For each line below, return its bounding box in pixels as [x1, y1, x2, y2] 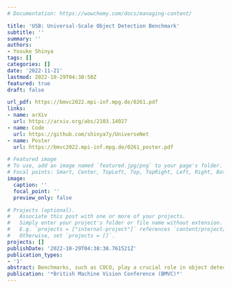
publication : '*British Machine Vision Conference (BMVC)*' [7, 271, 184, 278]
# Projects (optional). [7, 207, 76, 214]
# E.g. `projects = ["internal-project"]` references [7, 226, 170, 233]
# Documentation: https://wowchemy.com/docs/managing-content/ [7, 10, 192, 17]
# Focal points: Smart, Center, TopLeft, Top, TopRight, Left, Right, [7, 169, 214, 176]
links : [7, 105, 26, 112]
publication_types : [7, 252, 63, 258]
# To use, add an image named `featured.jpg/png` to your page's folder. [7, 162, 223, 169]
